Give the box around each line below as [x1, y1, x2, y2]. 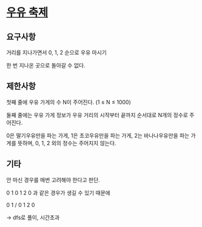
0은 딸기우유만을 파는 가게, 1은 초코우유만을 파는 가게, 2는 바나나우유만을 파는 [6, 132, 190, 139]
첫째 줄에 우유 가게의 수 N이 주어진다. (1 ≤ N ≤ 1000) [6, 98, 132, 106]
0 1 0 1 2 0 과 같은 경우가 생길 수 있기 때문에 [6, 189, 110, 196]
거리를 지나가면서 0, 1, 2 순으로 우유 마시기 [6, 49, 107, 56]
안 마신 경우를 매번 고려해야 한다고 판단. [6, 176, 100, 183]
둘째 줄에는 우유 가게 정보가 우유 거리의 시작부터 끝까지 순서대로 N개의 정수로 [6, 111, 188, 118]
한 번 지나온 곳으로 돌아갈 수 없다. [6, 62, 86, 69]
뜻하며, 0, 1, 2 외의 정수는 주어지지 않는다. [17, 139, 116, 146]
